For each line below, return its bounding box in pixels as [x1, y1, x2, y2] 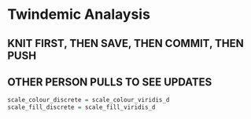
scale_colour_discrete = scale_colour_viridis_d [7, 96, 170, 104]
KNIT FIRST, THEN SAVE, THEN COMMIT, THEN [7, 37, 245, 50]
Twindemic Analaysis [7, 5, 151, 23]
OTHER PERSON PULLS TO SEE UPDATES [7, 75, 212, 88]
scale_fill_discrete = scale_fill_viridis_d [7, 103, 156, 111]
